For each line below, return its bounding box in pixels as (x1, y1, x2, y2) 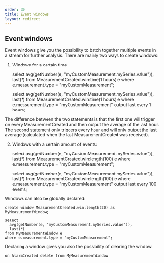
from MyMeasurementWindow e (5, 231, 63, 236)
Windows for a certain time (12, 62, 67, 68)
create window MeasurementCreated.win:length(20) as (5, 205, 115, 210)
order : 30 (5, 7, 25, 12)
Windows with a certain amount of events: (12, 141, 97, 147)
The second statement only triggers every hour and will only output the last (5, 127, 157, 132)
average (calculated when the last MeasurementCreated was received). (5, 132, 149, 138)
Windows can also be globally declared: (5, 196, 86, 202)
